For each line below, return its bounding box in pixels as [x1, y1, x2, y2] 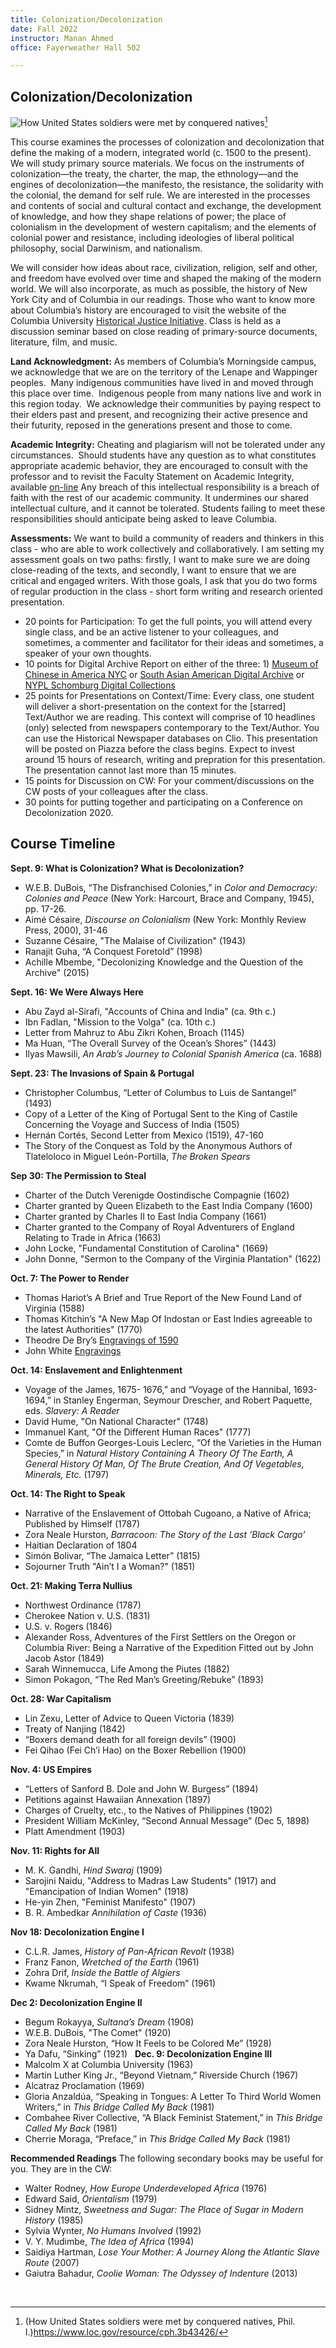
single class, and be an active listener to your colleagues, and [24, 626, 279, 638]
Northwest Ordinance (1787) [24, 1599, 142, 1611]
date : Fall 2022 [10, 24, 78, 34]
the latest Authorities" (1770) [24, 1323, 143, 1335]
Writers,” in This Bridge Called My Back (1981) [24, 2101, 215, 2113]
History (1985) [24, 2214, 84, 2226]
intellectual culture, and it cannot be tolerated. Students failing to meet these [10, 502, 326, 514]
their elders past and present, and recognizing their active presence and [10, 408, 308, 420]
